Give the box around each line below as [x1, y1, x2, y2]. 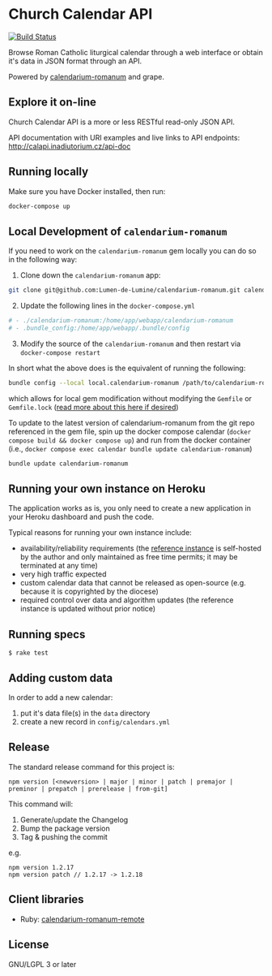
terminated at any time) [19, 561, 99, 571]
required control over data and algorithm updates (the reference [19, 595, 234, 605]
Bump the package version [19, 823, 111, 833]
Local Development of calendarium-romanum [8, 224, 227, 238]
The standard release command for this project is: [8, 762, 176, 771]
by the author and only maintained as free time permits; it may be [19, 552, 238, 562]
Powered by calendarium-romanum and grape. [8, 71, 164, 81]
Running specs [8, 627, 86, 641]
